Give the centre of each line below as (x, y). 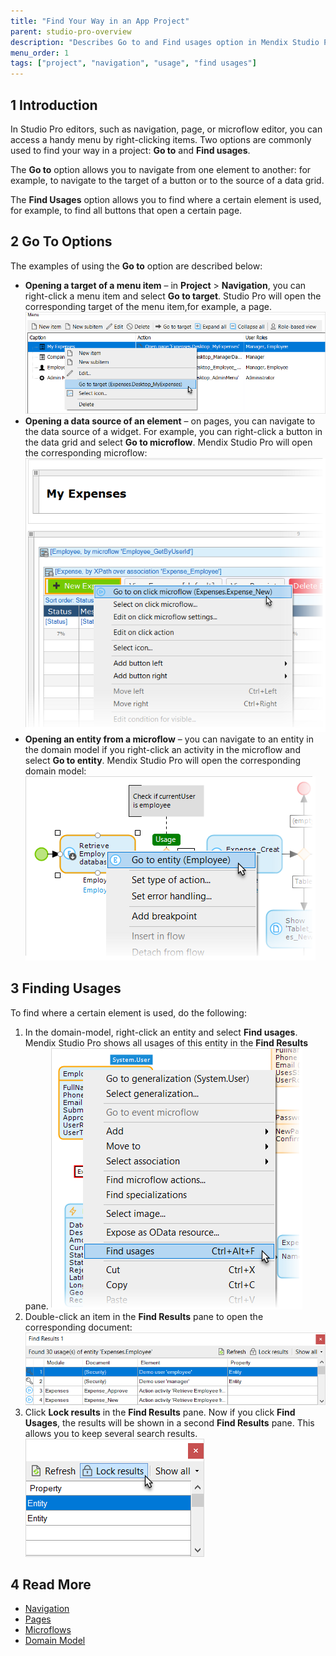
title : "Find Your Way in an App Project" (100, 21)
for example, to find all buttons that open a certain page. (126, 210)
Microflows (48, 1630)
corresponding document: (78, 1327)
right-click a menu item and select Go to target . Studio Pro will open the (173, 296)
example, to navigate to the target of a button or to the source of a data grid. (167, 180)
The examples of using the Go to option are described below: (136, 266)
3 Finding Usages (66, 988)
